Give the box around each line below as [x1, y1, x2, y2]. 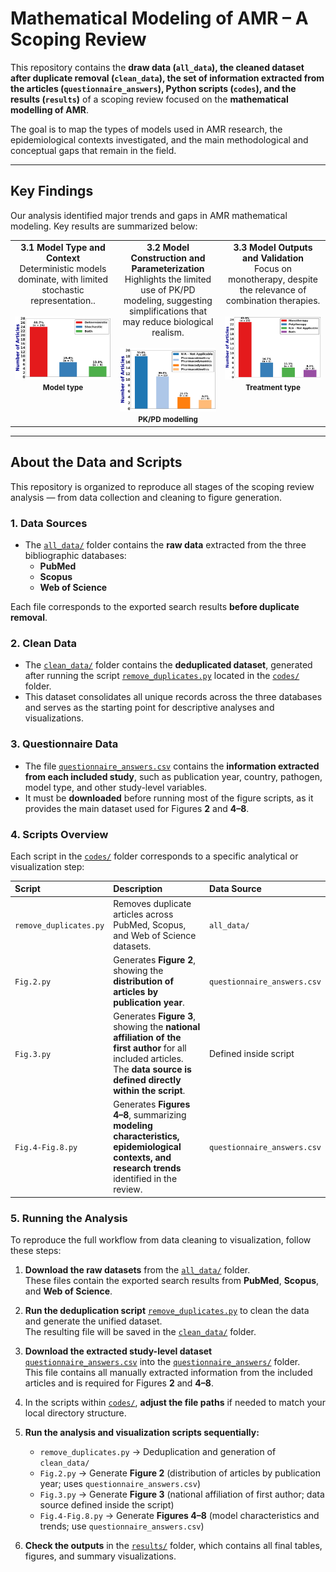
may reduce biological [122, 315, 214, 327]
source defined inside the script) [39, 1499, 175, 1511]
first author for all [113, 1042, 187, 1054]
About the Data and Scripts [10, 454, 183, 471]
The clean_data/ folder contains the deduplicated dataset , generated [24, 659, 313, 671]
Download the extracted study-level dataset [24, 1345, 213, 1357]
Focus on [253, 262, 293, 274]
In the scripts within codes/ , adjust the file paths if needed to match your [24, 1397, 326, 1409]
